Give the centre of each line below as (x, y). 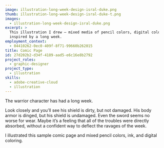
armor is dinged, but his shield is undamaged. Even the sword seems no (77, 115)
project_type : (20, 69)
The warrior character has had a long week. (49, 101)
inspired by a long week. (36, 37)
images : (13, 19)
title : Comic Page (24, 50)
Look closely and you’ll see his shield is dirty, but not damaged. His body (78, 110)
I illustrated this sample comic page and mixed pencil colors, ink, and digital (81, 135)
